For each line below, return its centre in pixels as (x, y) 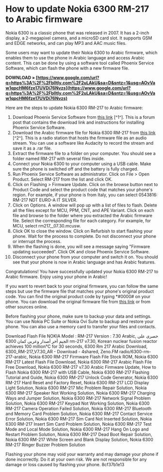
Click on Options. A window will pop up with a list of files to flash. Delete (85, 205)
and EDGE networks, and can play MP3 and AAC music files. (66, 43)
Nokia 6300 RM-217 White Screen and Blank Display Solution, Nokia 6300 (79, 439)
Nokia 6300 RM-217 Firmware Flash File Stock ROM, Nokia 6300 (93, 357)
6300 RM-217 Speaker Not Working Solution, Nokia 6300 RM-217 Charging (81, 393)
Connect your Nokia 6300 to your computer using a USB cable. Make (82, 164)
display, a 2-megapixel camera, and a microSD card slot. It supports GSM (79, 38)
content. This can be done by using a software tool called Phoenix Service (80, 63)
